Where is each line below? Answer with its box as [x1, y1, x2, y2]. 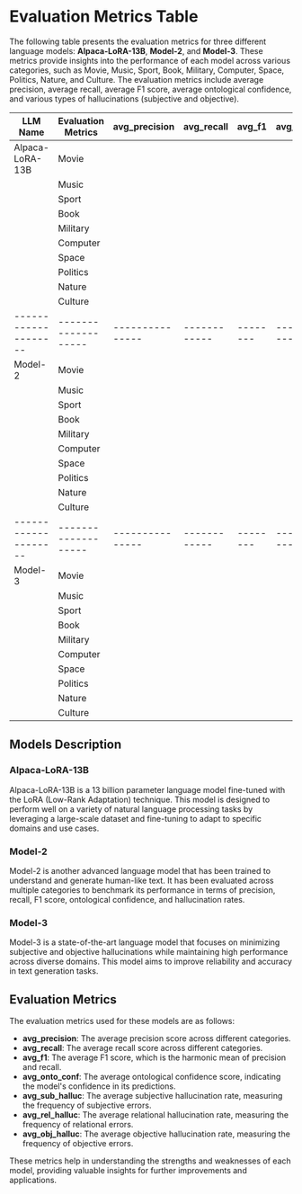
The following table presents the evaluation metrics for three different [9, 36, 267, 47]
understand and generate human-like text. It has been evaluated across [9, 875, 274, 886]
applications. [9, 1175, 57, 1186]
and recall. [22, 1062, 62, 1073]
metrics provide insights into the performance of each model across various [9, 55, 290, 66]
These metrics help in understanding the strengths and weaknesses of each [9, 1155, 292, 1166]
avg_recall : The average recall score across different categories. [22, 1043, 263, 1054]
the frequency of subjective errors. [22, 1100, 152, 1111]
